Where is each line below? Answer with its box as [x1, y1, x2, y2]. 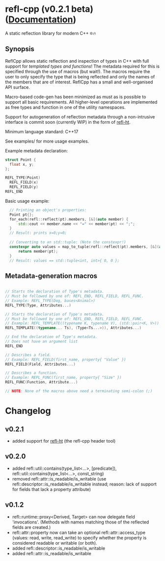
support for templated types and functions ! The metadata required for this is [5, 63, 160, 69]
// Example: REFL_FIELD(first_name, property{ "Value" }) [5, 357, 126, 362]
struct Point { [5, 157, 36, 162]
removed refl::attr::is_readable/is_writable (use [12, 476, 107, 482]
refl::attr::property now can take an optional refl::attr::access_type [12, 529, 146, 535]
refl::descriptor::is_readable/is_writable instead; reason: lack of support [12, 481, 157, 487]
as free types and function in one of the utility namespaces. [5, 104, 126, 110]
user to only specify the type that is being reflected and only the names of [5, 74, 155, 79]
